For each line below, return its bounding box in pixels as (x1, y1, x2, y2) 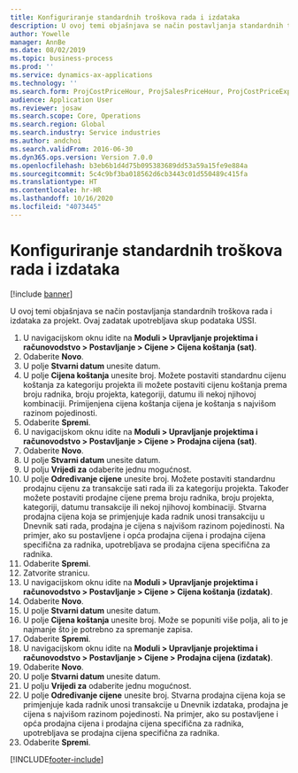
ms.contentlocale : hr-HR (10, 186, 102, 195)
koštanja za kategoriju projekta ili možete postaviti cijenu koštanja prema (22, 379, 287, 390)
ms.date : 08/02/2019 (10, 46, 87, 55)
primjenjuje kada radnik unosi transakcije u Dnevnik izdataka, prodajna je (22, 699, 288, 709)
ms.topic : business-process (10, 54, 114, 63)
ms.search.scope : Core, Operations (10, 112, 141, 120)
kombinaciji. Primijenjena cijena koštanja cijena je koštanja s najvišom (22, 398, 277, 408)
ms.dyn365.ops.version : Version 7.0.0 (10, 152, 153, 162)
